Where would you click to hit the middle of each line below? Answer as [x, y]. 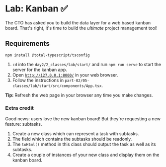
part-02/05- [77, 81]
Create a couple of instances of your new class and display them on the [86, 155]
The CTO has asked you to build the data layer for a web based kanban [78, 22]
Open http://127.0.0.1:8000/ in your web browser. [65, 75]
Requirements [27, 43]
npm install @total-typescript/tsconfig [48, 55]
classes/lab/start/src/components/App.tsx [57, 86]
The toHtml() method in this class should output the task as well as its [84, 144]
